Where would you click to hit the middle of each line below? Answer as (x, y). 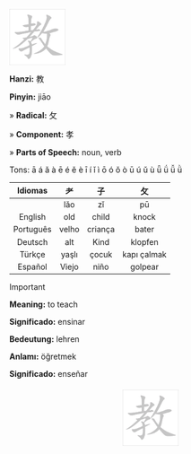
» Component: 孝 (42, 134)
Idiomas (32, 190)
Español (32, 266)
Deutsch (32, 241)
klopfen (144, 241)
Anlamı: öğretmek (43, 356)
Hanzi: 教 (27, 79)
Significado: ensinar (47, 321)
